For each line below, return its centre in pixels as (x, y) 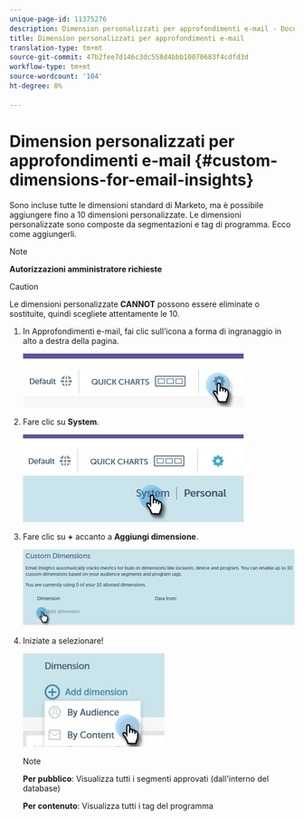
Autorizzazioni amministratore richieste (86, 269)
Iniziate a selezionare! (63, 640)
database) (41, 788)
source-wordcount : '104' (56, 77)
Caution (24, 286)
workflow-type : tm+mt (50, 67)
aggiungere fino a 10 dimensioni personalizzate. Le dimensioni (125, 215)
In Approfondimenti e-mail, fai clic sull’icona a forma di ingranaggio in (152, 331)
